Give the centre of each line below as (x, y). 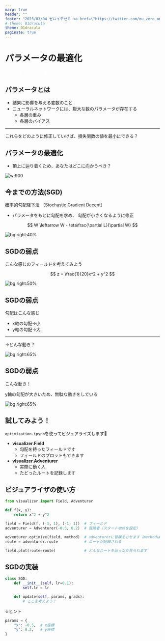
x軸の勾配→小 (26, 323)
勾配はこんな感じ (22, 313)
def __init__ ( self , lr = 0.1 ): (44, 583)
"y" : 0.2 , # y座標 (34, 630)
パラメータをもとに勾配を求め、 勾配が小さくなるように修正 (73, 215)
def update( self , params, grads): (49, 597)
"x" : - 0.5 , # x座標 (34, 625)
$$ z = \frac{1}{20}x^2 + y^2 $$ (82, 274)
